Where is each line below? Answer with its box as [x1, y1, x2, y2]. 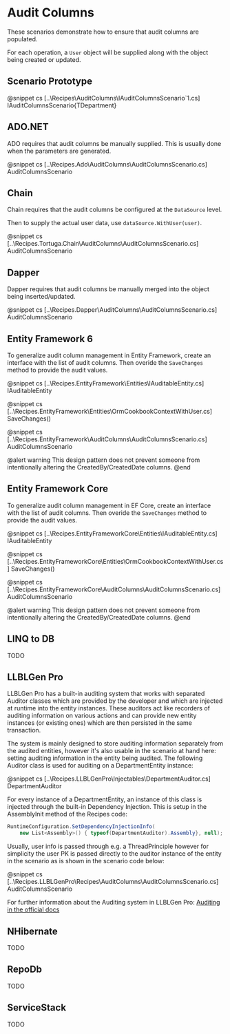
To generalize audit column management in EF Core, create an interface [7, 501, 211, 509]
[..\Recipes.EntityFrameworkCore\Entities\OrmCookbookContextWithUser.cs [7, 557, 224, 565]
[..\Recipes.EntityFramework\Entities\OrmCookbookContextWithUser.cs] [7, 408, 212, 415]
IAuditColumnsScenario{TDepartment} [7, 101, 117, 109]
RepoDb [7, 964, 43, 975]
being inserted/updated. [7, 293, 76, 301]
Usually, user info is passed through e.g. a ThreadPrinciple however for [7, 842, 209, 851]
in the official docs [7, 905, 60, 914]
